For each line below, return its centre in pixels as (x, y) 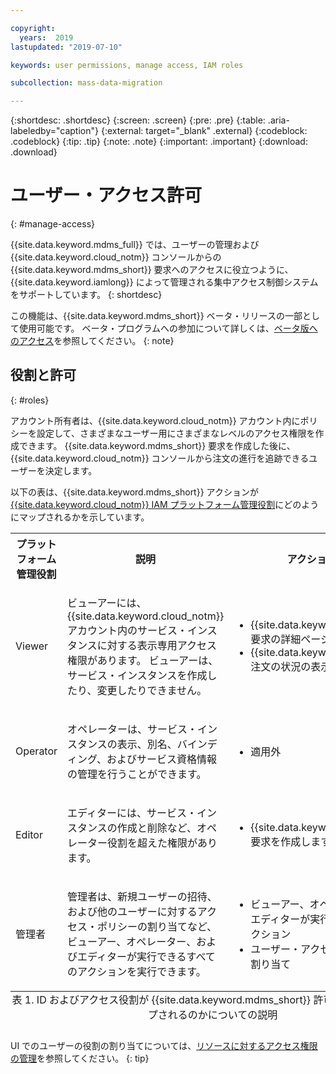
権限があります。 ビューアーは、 (143, 660)
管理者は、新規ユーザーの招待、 (142, 896)
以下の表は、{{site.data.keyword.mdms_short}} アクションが (134, 492)
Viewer (32, 646)
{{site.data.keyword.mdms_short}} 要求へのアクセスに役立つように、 (152, 270)
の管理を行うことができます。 (137, 774)
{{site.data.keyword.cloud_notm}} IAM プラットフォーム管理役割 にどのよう (165, 504)
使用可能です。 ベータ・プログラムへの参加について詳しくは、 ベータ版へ (168, 328)
